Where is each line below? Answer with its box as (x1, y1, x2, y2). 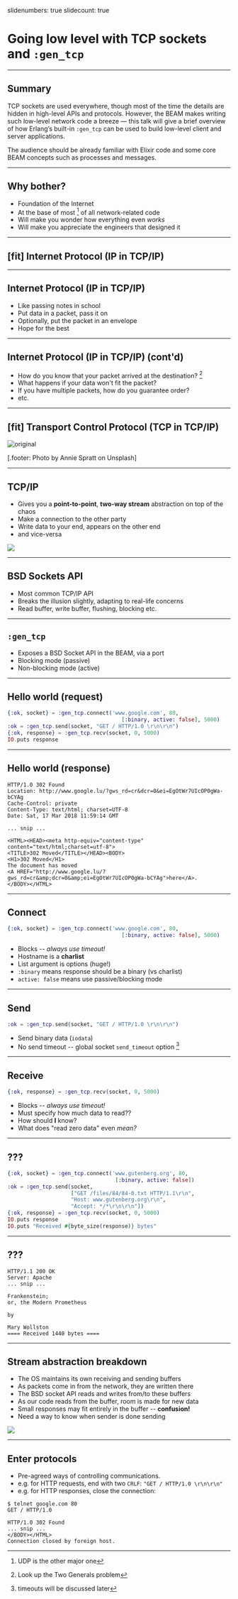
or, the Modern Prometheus (7, 1299, 87, 1306)
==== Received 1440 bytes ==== (7, 1330, 100, 1337)
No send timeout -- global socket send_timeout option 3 (17, 1041, 180, 1051)
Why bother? (7, 180, 66, 192)
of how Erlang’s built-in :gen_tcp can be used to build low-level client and (7, 124, 222, 133)
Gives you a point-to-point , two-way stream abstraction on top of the (17, 500, 224, 508)
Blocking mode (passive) (17, 656, 91, 664)
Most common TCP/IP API (17, 589, 94, 598)
